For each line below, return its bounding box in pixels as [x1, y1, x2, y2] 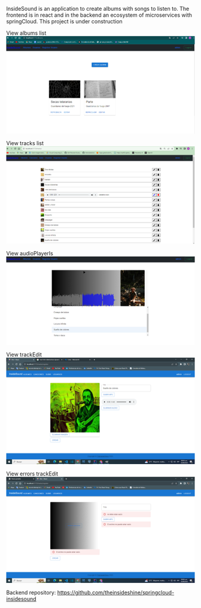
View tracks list [6, 140, 44, 147]
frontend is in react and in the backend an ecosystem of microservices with [6, 11, 193, 19]
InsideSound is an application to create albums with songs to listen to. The [6, 5, 190, 12]
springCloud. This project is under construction [6, 18, 123, 25]
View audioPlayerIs [6, 249, 54, 257]
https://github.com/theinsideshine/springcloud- [57, 589, 175, 596]
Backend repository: [6, 589, 56, 596]
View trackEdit [6, 351, 42, 359]
